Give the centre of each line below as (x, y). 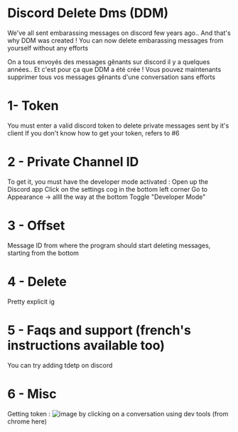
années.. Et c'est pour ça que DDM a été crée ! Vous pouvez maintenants (114, 69)
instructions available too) (86, 345)
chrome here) (27, 421)
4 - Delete (37, 281)
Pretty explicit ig (31, 302)
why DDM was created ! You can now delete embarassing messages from (115, 40)
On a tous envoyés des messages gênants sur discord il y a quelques (109, 61)
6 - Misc (32, 394)
